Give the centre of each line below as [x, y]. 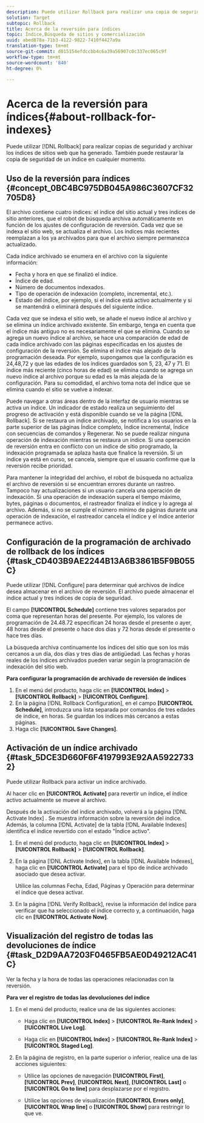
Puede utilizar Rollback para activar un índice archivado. [76, 781]
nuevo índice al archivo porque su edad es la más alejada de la [85, 377]
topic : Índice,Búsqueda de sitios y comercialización [76, 35]
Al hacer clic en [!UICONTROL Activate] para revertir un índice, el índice [97, 793]
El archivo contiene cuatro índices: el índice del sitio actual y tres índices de [101, 212]
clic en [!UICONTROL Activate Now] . [62, 917]
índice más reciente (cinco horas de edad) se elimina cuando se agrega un [100, 370]
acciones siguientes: [41, 1063]
